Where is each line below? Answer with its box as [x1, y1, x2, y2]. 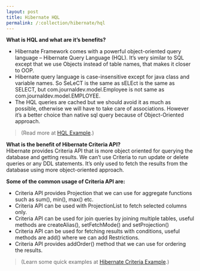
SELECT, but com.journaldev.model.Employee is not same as [14, 86, 165, 93]
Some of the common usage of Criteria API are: [6, 178, 125, 185]
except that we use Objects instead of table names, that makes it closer [14, 60, 191, 68]
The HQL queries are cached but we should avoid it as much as [14, 99, 171, 106]
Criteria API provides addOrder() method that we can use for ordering [14, 240, 186, 248]
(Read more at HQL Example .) [20, 129, 94, 136]
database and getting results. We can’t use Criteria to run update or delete [6, 154, 189, 161]
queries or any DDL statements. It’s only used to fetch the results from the [6, 160, 188, 168]
